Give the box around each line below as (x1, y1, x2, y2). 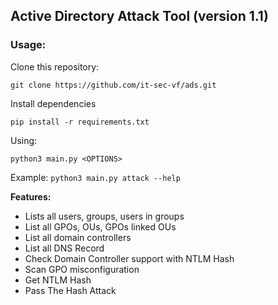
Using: (10, 134, 38, 146)
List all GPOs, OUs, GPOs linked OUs (24, 220, 177, 233)
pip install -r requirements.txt (10, 117, 150, 127)
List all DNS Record (24, 242, 105, 254)
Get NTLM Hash (24, 274, 92, 286)
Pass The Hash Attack (24, 284, 117, 296)
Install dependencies (10, 97, 97, 109)
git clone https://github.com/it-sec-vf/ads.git (10, 80, 217, 90)
